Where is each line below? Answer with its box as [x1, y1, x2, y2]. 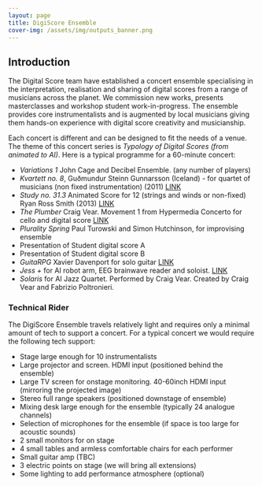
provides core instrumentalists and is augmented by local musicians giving [8, 109, 250, 119]
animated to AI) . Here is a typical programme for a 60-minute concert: [8, 150, 236, 160]
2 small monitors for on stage [19, 436, 115, 445]
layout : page [8, 11, 51, 20]
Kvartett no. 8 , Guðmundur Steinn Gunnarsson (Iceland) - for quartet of [19, 174, 251, 184]
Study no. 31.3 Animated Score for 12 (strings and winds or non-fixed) [19, 191, 246, 200]
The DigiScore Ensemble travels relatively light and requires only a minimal [8, 320, 250, 329]
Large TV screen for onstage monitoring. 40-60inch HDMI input [19, 377, 227, 387]
